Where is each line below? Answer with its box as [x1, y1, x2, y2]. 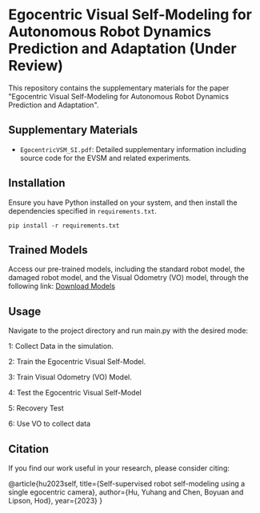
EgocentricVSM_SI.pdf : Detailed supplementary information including [19, 144, 246, 154]
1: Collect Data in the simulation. [8, 342, 114, 351]
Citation [8, 442, 50, 455]
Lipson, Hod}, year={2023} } [8, 496, 102, 505]
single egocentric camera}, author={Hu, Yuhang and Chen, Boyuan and [8, 487, 244, 497]
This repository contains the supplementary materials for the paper [8, 82, 230, 93]
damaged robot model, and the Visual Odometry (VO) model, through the [8, 273, 250, 283]
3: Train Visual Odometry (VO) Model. [8, 372, 132, 382]
